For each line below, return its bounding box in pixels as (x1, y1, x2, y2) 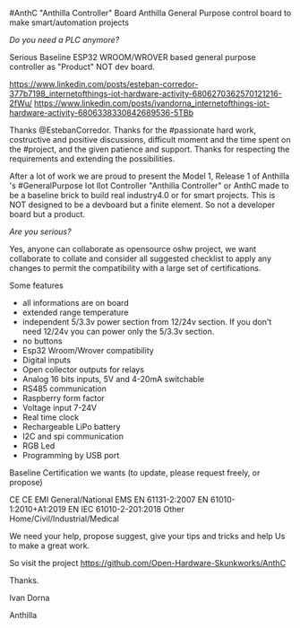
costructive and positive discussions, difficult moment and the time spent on (9, 135, 291, 144)
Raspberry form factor (21, 393, 105, 403)
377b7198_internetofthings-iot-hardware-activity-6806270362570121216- (9, 89, 282, 99)
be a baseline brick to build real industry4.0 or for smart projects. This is (9, 190, 276, 200)
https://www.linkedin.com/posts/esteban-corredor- (9, 79, 199, 89)
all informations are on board (21, 298, 129, 308)
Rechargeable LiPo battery (21, 422, 121, 432)
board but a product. (9, 209, 86, 219)
